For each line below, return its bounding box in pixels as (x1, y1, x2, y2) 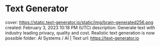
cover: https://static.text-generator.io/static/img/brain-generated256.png (5, 19, 154, 25)
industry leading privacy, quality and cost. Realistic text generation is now (5, 30, 155, 36)
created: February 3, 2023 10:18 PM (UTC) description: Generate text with (5, 24, 156, 30)
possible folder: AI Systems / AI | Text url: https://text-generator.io (5, 35, 139, 41)
